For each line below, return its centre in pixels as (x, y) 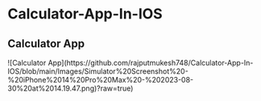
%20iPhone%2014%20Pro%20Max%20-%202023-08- (101, 80)
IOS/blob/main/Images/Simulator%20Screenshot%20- (98, 71)
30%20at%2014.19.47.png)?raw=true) (70, 88)
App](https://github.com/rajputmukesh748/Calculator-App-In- (151, 63)
